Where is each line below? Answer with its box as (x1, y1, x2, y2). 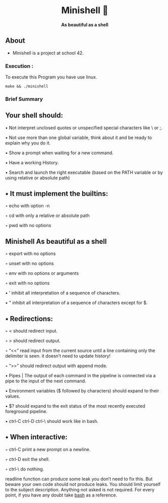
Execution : (5, 62, 34, 69)
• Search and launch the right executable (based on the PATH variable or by (5, 169, 163, 175)
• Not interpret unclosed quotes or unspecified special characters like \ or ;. (5, 124, 163, 131)
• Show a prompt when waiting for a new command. (5, 150, 114, 156)
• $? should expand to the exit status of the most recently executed (5, 403, 145, 409)
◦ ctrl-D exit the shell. (5, 456, 50, 462)
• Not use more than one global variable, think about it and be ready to (5, 134, 152, 140)
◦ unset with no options (5, 261, 54, 267)
